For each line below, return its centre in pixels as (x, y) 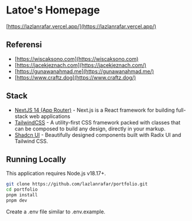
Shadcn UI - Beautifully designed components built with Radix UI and (98, 134)
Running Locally (36, 159)
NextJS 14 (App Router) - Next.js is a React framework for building (95, 110)
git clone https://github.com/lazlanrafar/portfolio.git (77, 184)
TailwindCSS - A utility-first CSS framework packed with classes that (97, 122)
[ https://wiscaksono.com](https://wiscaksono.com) (76, 58)
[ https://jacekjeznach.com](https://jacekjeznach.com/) (80, 65)
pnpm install (22, 195)
